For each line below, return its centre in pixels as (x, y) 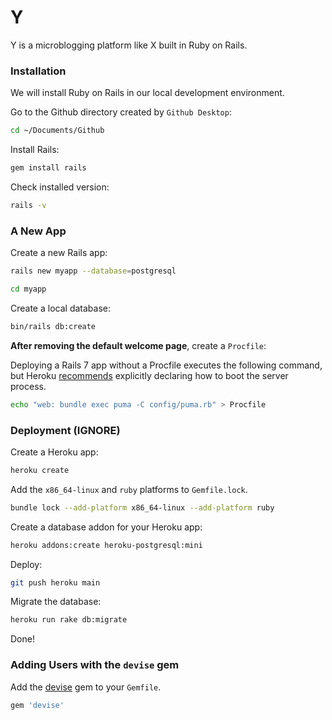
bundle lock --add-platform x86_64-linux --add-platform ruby (142, 507)
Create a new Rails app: (59, 253)
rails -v (28, 205)
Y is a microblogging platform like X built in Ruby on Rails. (129, 45)
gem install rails (48, 168)
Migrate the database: (56, 602)
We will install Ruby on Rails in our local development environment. (147, 93)
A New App (38, 231)
